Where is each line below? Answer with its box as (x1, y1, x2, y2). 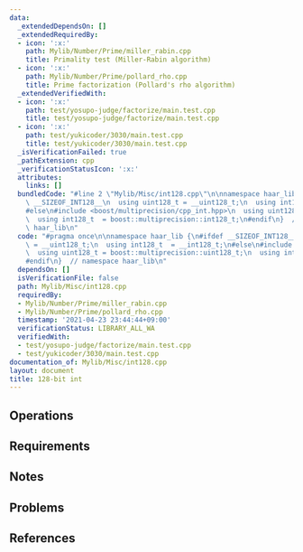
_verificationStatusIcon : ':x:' (17, 164, 140, 173)
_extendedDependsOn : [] (17, 22, 106, 31)
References (9, 530, 76, 547)
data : (9, 13, 30, 23)
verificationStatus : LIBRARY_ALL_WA (17, 324, 155, 333)
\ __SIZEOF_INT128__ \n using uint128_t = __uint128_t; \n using (25, 198, 277, 208)
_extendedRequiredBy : (17, 30, 99, 39)
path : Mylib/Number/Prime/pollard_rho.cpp (25, 72, 188, 81)
